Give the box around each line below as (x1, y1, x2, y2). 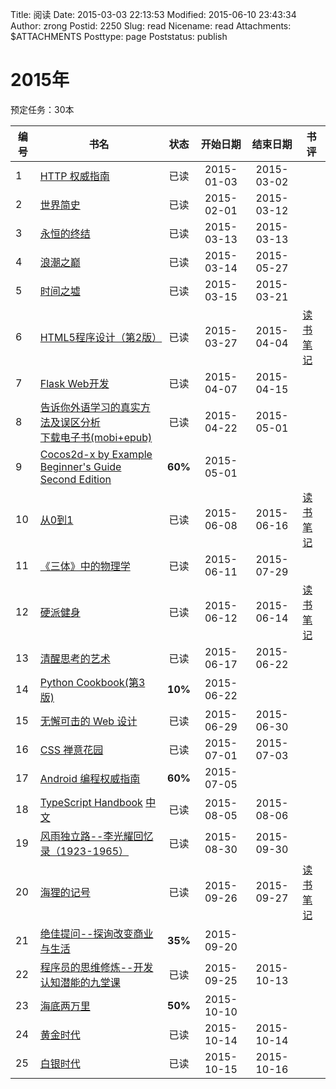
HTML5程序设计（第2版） (39, 330, 163, 344)
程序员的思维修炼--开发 (39, 960, 154, 974)
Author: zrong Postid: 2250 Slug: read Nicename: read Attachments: (10, 20, 292, 32)
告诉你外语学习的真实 (39, 400, 141, 414)
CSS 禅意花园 (39, 743, 104, 757)
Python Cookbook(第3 (39, 675, 146, 689)
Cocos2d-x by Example (39, 447, 153, 461)
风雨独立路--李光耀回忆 (39, 829, 154, 843)
